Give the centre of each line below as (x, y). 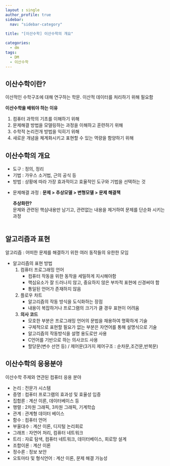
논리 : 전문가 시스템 (32, 388)
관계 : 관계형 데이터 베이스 (38, 413)
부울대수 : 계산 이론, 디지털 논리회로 (48, 426)
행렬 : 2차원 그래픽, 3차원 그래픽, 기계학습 (54, 407)
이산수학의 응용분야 (34, 364)
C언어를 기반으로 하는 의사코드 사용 (63, 339)
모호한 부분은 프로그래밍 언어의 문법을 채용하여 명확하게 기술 (88, 321)
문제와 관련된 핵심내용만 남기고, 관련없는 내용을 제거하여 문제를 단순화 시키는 (89, 210)
